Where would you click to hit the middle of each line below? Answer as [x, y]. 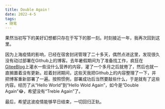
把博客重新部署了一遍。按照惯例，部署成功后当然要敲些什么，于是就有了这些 [82, 79]
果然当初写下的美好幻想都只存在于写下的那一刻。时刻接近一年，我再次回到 [80, 38]
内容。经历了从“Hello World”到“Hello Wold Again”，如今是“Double [72, 85]
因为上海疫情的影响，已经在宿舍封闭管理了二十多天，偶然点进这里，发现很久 [82, 54]
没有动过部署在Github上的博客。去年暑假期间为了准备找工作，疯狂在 [74, 61]
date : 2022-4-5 [21, 14]
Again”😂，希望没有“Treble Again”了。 [44, 91]
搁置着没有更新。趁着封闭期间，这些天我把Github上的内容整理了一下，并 [82, 73]
